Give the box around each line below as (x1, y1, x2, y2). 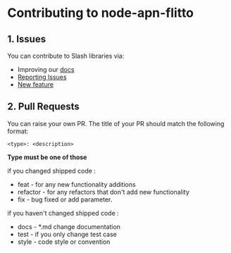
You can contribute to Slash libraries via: (7, 51, 125, 60)
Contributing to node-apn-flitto (7, 5, 194, 21)
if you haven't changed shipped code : (7, 209, 120, 217)
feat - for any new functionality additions (17, 180, 136, 188)
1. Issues (7, 33, 46, 45)
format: (7, 127, 29, 135)
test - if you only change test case (17, 230, 118, 238)
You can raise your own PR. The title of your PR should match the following (7, 119, 225, 128)
